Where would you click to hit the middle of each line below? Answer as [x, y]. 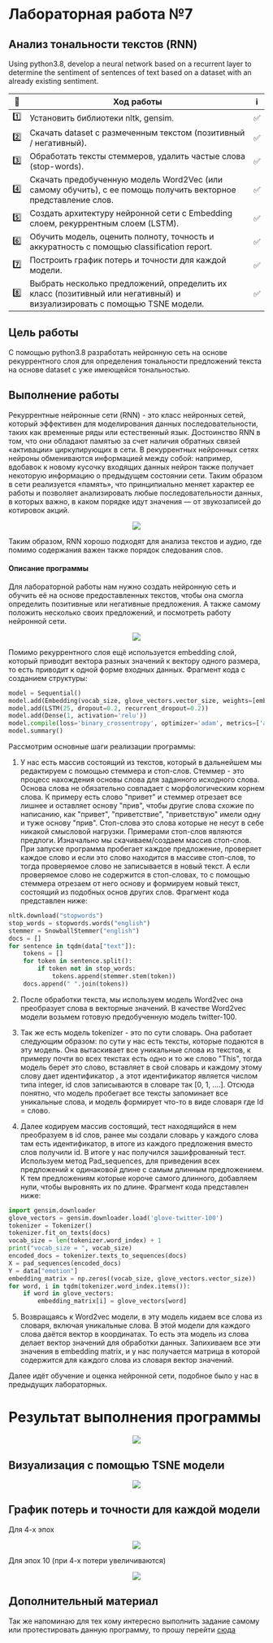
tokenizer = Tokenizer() [50, 1226]
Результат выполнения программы [135, 1417]
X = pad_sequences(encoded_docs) [65, 1263]
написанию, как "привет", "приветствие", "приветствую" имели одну [141, 815]
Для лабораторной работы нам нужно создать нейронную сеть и [123, 586]
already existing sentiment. [54, 81]
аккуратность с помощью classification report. [121, 247]
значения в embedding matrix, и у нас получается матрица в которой [140, 1351]
